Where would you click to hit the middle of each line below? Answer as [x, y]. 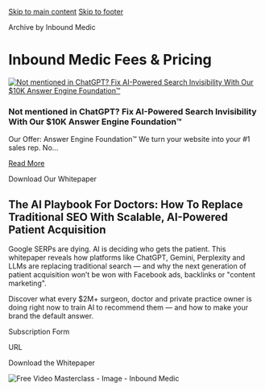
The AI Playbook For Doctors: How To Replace [126, 204]
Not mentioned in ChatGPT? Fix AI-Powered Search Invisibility [132, 111]
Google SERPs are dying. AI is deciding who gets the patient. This [117, 249]
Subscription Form [39, 332]
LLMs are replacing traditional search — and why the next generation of [128, 266]
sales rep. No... [33, 148]
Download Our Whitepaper [53, 179]
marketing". [27, 283]
